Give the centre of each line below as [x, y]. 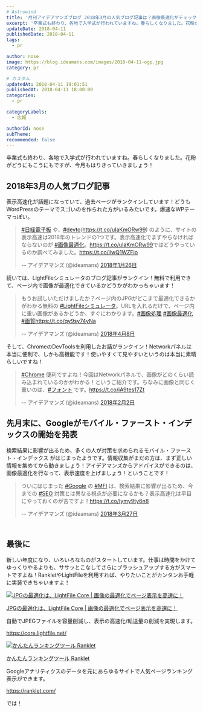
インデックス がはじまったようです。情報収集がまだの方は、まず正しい [104, 458]
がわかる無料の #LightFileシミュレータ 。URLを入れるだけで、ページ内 [108, 306]
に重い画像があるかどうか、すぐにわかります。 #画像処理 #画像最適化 [107, 313]
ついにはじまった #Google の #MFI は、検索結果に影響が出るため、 [105, 486]
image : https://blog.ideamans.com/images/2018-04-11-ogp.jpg [85, 62]
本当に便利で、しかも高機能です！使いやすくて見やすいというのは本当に [96, 354]
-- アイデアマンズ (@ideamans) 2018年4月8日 [78, 334]
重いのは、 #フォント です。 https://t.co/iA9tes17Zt [83, 390]
